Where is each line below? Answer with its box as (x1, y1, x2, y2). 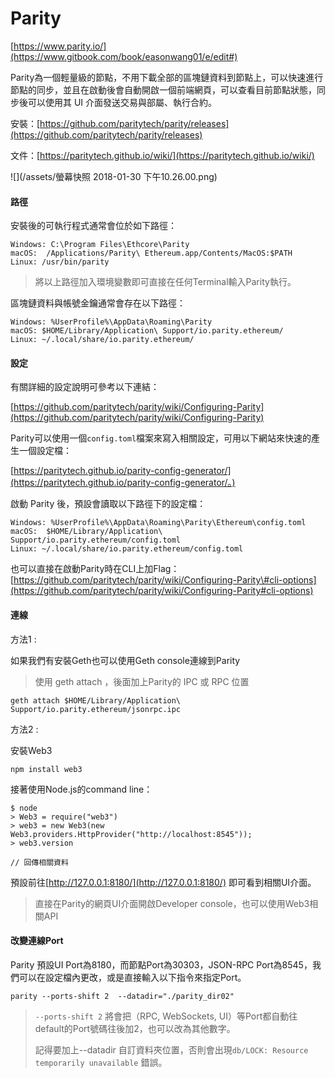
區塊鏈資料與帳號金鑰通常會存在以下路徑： (10, 297, 186, 309)
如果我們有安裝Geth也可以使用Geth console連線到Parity (10, 654, 241, 666)
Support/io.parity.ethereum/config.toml (10, 535, 182, 546)
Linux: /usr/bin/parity (10, 257, 110, 267)
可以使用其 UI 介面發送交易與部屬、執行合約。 (27, 96, 218, 108)
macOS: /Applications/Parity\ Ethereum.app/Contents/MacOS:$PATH (10, 248, 293, 259)
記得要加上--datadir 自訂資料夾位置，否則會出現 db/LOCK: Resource (34, 1043, 309, 1056)
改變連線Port (10, 935, 64, 947)
